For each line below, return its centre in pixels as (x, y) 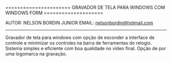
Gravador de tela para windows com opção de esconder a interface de (80, 37)
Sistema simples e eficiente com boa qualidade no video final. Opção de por (86, 48)
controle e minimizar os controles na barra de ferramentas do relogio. (79, 43)
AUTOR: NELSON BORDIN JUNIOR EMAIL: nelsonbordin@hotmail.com (79, 23)
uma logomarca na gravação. (36, 54)
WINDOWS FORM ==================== (54, 13)
